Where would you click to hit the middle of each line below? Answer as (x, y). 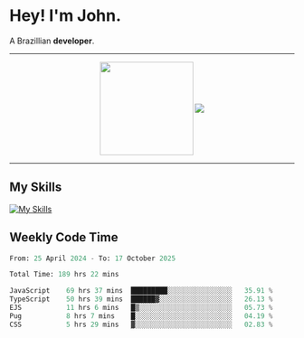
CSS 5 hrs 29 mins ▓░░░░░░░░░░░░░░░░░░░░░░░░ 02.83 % (141, 324)
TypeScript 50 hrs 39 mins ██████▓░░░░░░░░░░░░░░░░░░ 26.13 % (141, 299)
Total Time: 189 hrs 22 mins (64, 275)
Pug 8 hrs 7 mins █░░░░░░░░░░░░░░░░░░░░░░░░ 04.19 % (141, 316)
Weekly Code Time (64, 237)
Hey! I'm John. (66, 16)
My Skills (36, 188)
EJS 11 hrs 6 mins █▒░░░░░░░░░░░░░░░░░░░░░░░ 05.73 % (141, 308)
